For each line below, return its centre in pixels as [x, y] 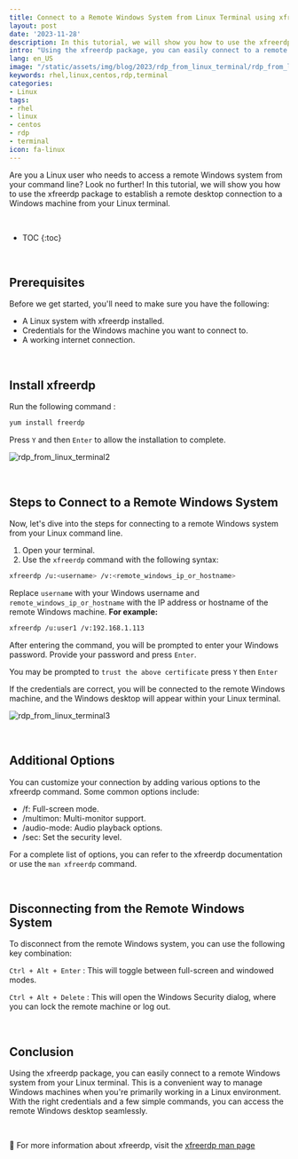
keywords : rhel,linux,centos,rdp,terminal [89, 75]
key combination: [41, 953]
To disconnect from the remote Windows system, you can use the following [147, 944]
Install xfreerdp [52, 385]
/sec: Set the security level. [72, 837]
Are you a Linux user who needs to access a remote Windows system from [146, 175]
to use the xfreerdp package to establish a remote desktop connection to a [146, 194]
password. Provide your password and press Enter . [103, 655]
